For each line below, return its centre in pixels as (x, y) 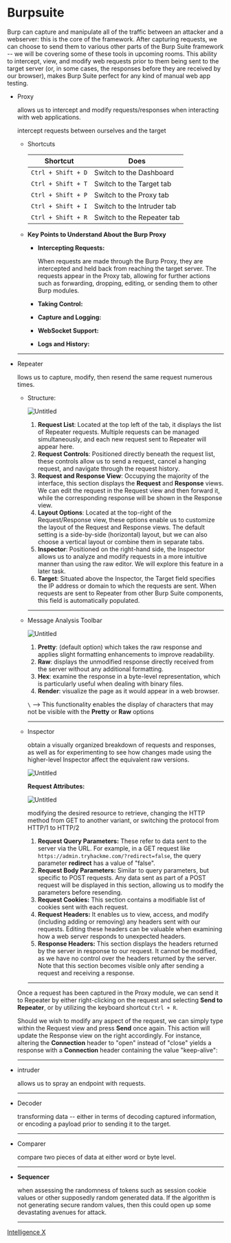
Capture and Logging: (69, 317)
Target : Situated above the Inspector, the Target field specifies (126, 578)
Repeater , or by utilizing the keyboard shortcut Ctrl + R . (98, 1007)
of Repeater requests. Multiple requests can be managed (118, 432)
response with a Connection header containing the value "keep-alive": (117, 1050)
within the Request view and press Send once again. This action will (113, 1028)
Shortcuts (41, 143)
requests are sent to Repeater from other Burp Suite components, (130, 593)
